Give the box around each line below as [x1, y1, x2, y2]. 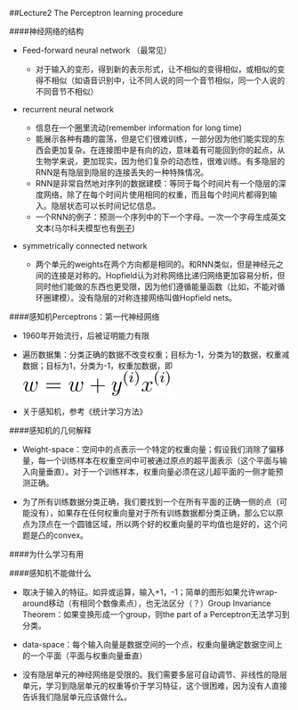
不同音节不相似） [35, 87, 99, 96]
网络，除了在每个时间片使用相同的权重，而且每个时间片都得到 [43, 189, 270, 200]
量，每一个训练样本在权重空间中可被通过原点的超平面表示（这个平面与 [21, 455, 280, 466]
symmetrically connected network [21, 241, 148, 251]
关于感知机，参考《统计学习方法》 [21, 406, 148, 417]
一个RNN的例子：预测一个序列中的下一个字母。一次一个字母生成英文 [35, 211, 286, 222]
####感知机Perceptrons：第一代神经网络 [9, 311, 160, 322]
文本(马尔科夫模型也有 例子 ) [35, 223, 135, 233]
